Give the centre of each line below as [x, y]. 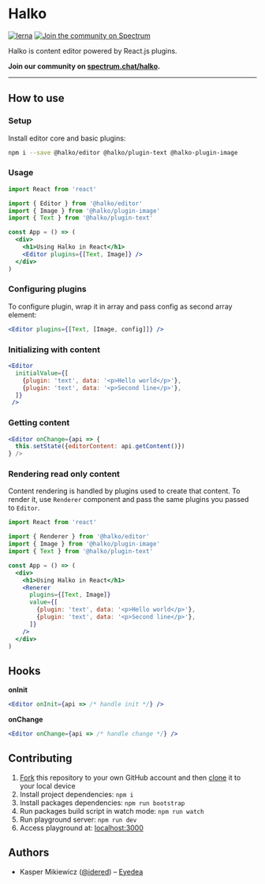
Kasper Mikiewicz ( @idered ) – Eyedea [81, 871]
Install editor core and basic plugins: [67, 138]
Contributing [40, 759]
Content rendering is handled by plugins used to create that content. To [124, 491]
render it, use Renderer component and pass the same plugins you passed [129, 500]
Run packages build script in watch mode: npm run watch [112, 811]
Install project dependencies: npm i [77, 794]
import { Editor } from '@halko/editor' [76, 203]
